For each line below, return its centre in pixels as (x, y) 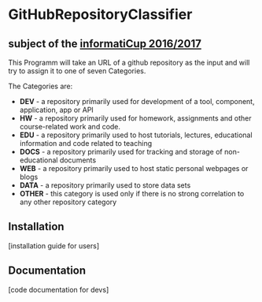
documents (78, 160)
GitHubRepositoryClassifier (100, 15)
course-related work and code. (70, 127)
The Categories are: (41, 86)
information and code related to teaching (85, 143)
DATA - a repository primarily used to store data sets (105, 185)
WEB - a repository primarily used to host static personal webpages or (134, 168)
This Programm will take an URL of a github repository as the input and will (129, 62)
